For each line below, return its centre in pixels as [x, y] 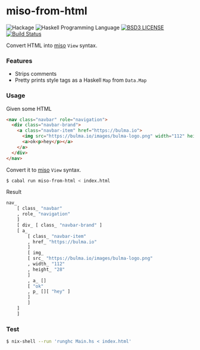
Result [14, 192]
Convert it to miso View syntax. [44, 170]
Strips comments [36, 74]
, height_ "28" [46, 270]
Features [19, 61]
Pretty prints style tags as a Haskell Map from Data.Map [81, 80]
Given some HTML [29, 109]
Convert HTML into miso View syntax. [52, 45]
